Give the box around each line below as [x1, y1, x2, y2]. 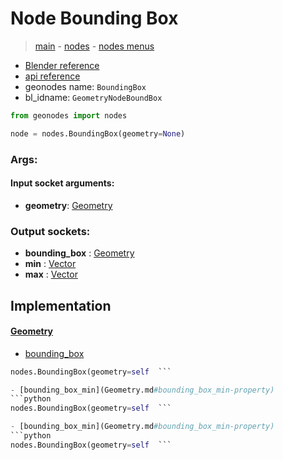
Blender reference [24, 59, 100, 71]
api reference [24, 70, 81, 82]
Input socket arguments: [10, 177, 115, 189]
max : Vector [24, 268, 78, 281]
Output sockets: [10, 224, 91, 238]
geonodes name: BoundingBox [24, 80, 147, 92]
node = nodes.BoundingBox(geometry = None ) [10, 128, 186, 139]
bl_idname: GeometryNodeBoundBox [24, 91, 163, 103]
